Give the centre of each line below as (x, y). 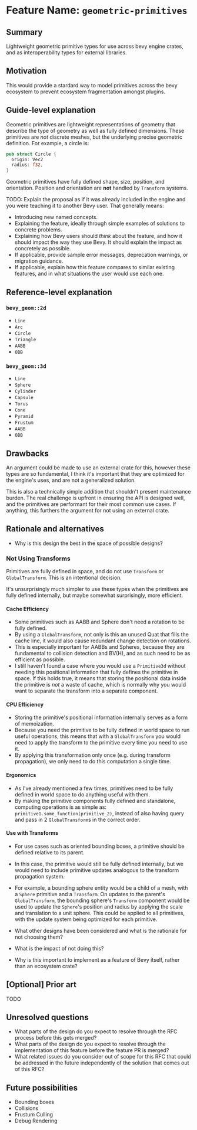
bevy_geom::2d (26, 308)
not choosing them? (39, 937)
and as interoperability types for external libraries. (67, 53)
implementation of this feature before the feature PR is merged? (92, 1050)
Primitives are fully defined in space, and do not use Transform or (85, 571)
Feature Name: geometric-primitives (97, 10)
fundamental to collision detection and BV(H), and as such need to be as (102, 654)
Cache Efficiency (27, 609)
